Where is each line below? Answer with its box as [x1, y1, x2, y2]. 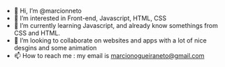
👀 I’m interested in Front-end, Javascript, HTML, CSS [13, 14, 166, 22]
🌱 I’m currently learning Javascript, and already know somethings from [13, 22, 218, 29]
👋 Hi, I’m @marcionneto [13, 7, 82, 15]
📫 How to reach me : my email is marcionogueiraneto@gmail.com [13, 52, 205, 59]
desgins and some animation [13, 44, 97, 52]
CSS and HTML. [13, 29, 61, 37]
